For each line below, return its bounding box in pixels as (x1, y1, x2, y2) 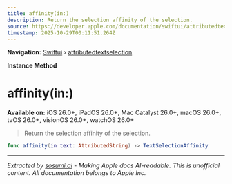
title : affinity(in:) (7, 10, 70, 17)
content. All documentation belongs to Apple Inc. (7, 169, 146, 177)
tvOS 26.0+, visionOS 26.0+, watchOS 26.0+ (7, 116, 135, 124)
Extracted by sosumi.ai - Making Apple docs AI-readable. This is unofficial (7, 161, 220, 170)
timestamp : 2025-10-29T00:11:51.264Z (7, 29, 116, 37)
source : (7, 23, 30, 30)
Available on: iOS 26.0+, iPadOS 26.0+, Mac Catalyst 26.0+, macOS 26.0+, (7, 108, 222, 117)
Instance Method (7, 61, 57, 70)
